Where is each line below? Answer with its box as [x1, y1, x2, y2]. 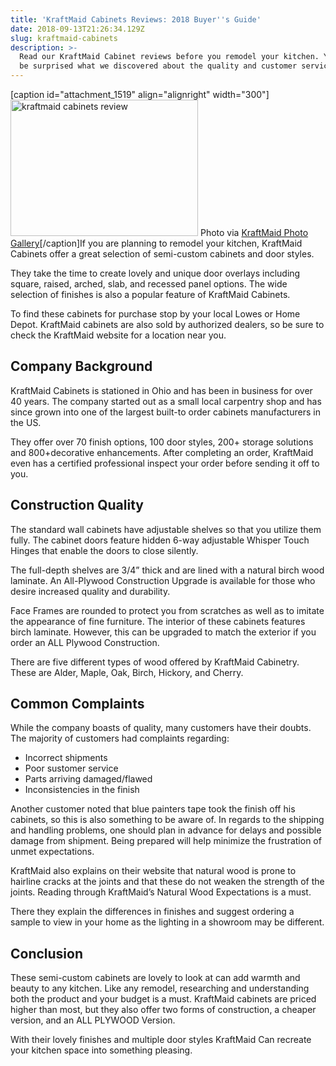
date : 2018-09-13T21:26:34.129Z [10, 24, 145, 34]
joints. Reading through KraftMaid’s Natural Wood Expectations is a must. [10, 886, 312, 898]
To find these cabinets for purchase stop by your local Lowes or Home [10, 308, 301, 320]
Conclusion [10, 945, 84, 962]
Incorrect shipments [24, 752, 108, 764]
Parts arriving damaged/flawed [24, 773, 153, 785]
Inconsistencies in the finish [24, 784, 140, 796]
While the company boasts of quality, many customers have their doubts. [10, 722, 312, 734]
